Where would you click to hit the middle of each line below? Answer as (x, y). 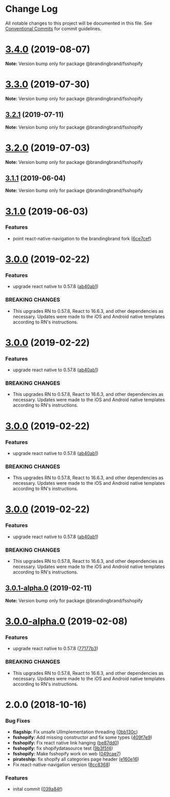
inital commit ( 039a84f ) (38, 789)
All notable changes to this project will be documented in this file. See (79, 23)
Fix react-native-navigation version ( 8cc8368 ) (61, 765)
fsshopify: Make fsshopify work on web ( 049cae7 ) (67, 754)
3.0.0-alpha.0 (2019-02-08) (67, 621)
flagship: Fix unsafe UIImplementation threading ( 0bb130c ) (75, 732)
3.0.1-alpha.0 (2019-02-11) (49, 588)
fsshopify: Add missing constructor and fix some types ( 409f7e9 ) (82, 737)
